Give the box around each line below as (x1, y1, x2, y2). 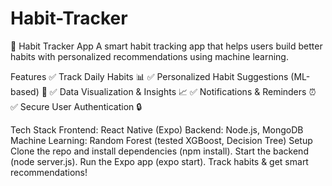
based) (10, 85, 40, 97)
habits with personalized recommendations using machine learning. (10, 50, 289, 62)
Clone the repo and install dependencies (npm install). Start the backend (10, 145, 309, 157)
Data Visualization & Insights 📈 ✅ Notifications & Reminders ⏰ (59, 85, 317, 97)
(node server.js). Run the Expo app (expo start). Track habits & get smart (10, 155, 309, 167)
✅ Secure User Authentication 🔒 (10, 100, 143, 112)
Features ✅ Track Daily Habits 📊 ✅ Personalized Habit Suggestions (10, 70, 289, 82)
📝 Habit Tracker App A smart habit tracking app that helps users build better (10, 40, 323, 52)
